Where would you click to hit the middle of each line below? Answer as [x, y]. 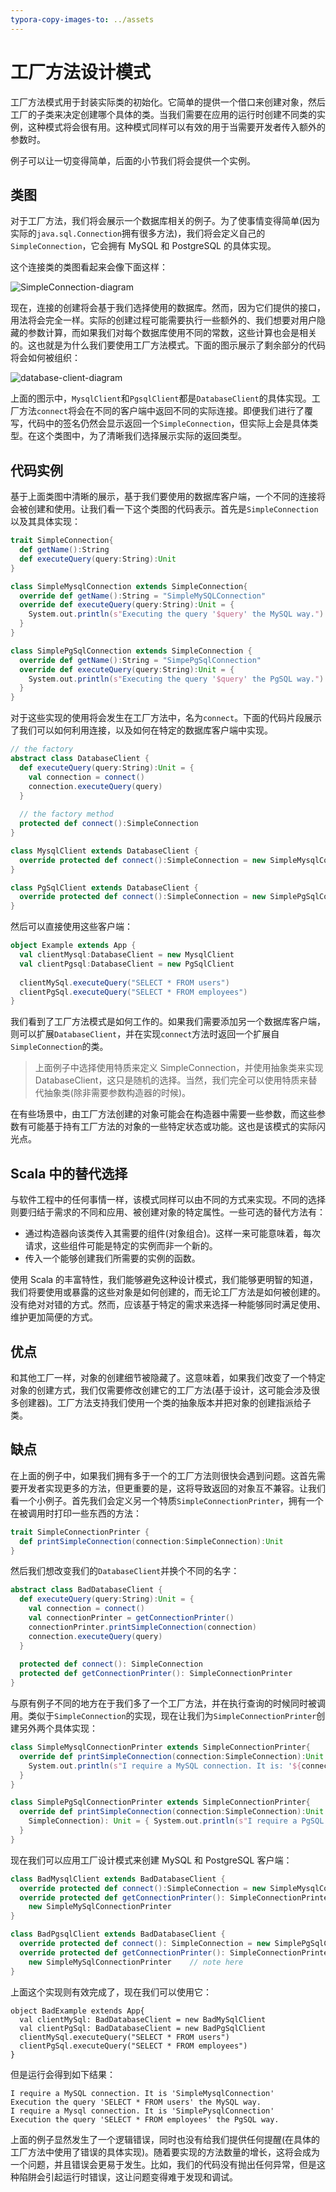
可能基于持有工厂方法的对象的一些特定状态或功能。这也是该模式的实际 [172, 1127]
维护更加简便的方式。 [54, 1317]
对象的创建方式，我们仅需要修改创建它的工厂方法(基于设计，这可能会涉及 [161, 1390]
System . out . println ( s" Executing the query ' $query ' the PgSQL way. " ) [176, 679]
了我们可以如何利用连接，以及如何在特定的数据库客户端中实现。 [141, 730]
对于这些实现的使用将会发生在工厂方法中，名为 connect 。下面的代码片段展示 [166, 718]
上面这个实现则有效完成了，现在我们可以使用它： [111, 1992]
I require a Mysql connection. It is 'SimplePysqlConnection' [142, 2111]
